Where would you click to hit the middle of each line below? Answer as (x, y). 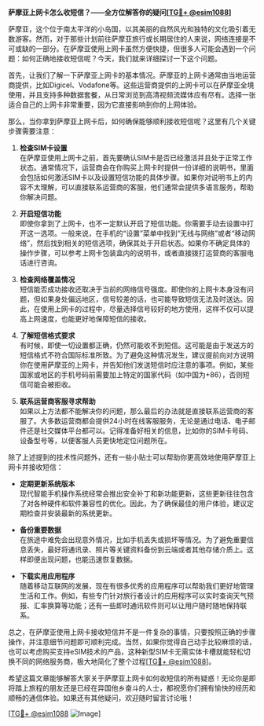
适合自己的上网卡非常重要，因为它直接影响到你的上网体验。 (104, 104)
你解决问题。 (40, 197)
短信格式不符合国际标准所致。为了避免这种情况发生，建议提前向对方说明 (136, 355)
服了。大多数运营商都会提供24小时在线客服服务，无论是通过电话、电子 (134, 421)
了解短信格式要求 (47, 335)
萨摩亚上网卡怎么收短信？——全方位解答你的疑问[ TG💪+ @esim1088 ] (120, 12)
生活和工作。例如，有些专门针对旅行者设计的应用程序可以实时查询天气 (133, 596)
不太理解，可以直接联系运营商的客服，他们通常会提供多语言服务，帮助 (140, 187)
